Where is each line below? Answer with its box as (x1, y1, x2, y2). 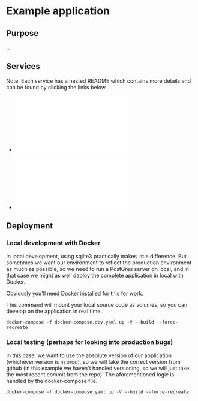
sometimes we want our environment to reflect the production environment (6, 259, 192, 266)
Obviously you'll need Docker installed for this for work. (6, 290, 144, 297)
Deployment (6, 221, 53, 231)
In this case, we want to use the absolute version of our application (6, 352, 172, 359)
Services (6, 61, 41, 71)
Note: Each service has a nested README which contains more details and (6, 77, 191, 85)
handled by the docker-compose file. (6, 377, 98, 384)
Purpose (6, 28, 39, 38)
